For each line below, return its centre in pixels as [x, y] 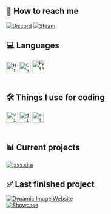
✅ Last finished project [51, 184]
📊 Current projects [43, 147]
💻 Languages [33, 46]
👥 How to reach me [42, 11]
